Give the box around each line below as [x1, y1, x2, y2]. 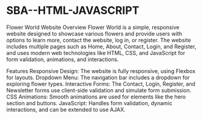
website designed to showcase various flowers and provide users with [6, 30, 183, 37]
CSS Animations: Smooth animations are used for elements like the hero [6, 93, 186, 100]
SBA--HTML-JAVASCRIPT [6, 4, 140, 18]
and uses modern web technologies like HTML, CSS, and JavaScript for [6, 49, 186, 56]
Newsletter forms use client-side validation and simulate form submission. [6, 86, 192, 94]
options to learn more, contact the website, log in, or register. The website [6, 36, 191, 43]
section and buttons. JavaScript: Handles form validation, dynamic [6, 99, 173, 106]
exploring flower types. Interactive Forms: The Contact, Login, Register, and [6, 80, 196, 88]
